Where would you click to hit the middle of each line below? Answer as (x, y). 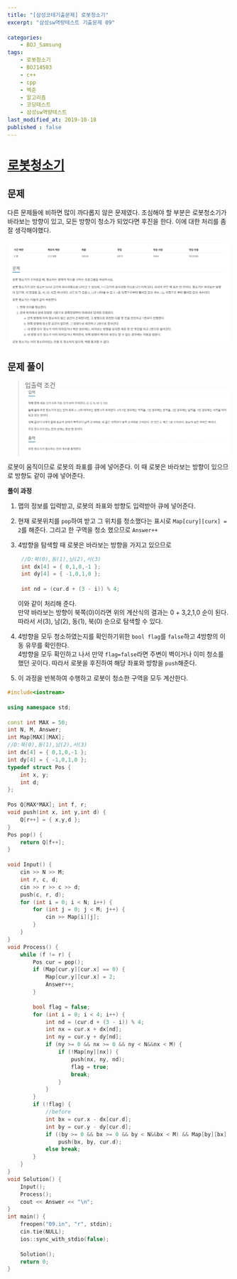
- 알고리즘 (33, 97)
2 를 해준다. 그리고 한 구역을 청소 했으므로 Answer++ (88, 530)
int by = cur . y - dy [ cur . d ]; (88, 1127)
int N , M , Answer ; (34, 730)
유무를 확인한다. (47, 646)
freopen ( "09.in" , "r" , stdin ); (66, 1224)
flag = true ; (90, 1067)
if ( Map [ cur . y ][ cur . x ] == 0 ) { (79, 969)
